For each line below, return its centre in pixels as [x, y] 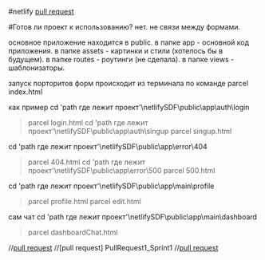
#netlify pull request [41, 12]
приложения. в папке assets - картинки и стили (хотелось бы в [116, 51]
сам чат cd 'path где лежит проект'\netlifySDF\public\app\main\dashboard [133, 217]
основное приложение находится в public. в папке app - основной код [129, 42]
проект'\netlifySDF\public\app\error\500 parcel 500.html [121, 170]
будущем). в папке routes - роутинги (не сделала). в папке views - [121, 59]
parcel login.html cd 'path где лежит [88, 122]
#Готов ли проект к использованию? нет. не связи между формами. [125, 27]
